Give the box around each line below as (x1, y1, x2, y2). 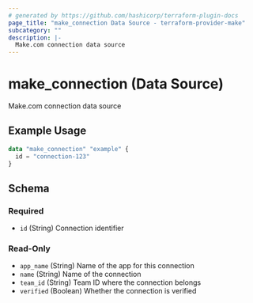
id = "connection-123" (15, 152, 90, 161)
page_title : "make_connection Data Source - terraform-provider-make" (8, 19, 246, 27)
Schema (8, 181, 50, 195)
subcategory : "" (8, 26, 62, 34)
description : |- (8, 33, 62, 42)
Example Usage (8, 124, 87, 138)
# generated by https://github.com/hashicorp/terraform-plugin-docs (8, 11, 239, 20)
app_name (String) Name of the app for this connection (19, 261, 195, 271)
